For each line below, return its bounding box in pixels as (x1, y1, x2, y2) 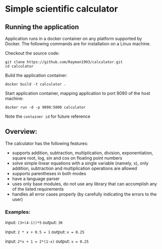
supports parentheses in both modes (12, 170, 87, 176)
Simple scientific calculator (5, 3, 118, 15)
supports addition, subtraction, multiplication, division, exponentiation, (12, 150, 153, 156)
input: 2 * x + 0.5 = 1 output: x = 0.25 (5, 229, 85, 235)
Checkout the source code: (5, 50, 60, 56)
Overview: (5, 127, 37, 136)
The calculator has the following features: (5, 140, 89, 146)
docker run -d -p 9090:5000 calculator (5, 105, 86, 110)
